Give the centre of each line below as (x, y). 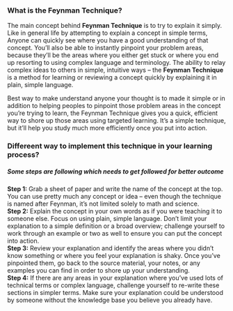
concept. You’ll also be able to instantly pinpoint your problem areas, (105, 48)
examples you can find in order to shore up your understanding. (98, 271)
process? (23, 155)
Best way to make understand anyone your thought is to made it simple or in (116, 98)
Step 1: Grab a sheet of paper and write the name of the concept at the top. (115, 189)
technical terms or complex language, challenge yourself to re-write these (113, 285)
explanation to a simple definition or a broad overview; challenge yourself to (116, 226)
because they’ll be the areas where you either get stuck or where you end (113, 55)
